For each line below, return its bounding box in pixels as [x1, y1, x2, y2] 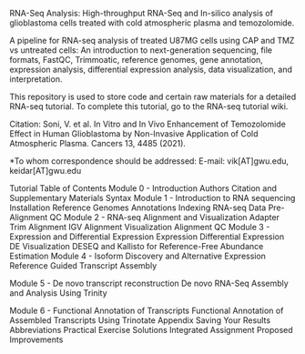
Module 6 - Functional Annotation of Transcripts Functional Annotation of [9, 305, 284, 316]
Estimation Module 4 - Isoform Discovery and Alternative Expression [9, 250, 267, 261]
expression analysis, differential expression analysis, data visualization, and [9, 64, 293, 75]
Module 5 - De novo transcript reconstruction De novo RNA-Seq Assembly [9, 278, 289, 288]
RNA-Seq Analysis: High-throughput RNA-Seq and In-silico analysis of [9, 8, 273, 18]
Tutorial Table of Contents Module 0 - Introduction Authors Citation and [9, 183, 278, 194]
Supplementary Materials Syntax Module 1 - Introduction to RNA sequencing [9, 193, 296, 203]
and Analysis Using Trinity [9, 288, 107, 298]
